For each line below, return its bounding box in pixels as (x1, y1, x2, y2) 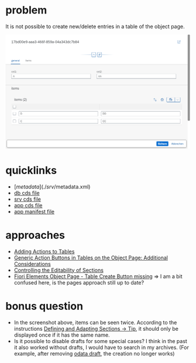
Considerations (13, 260, 51, 267)
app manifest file (13, 208, 55, 215)
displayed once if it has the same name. (13, 331, 110, 338)
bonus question (5, 299, 83, 313)
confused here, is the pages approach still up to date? (13, 279, 145, 286)
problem (5, 4, 47, 17)
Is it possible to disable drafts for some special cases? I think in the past (13, 337, 188, 344)
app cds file (13, 201, 43, 208)
